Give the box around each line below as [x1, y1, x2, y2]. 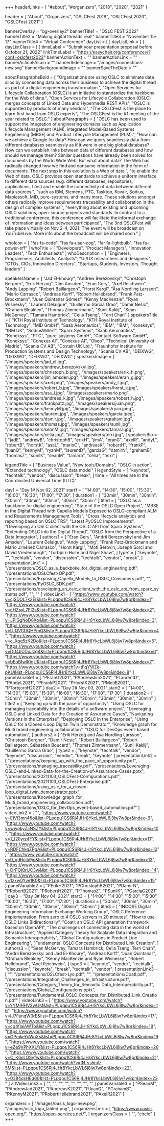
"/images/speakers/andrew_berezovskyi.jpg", [5, 364, 97, 369]
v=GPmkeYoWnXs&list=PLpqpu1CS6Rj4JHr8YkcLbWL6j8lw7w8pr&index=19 [5, 1034, 159, 1039]
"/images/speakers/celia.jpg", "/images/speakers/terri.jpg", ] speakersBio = [5, 432, 158, 438]
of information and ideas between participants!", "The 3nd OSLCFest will [5, 220, 152, 226]
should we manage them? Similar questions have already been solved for [5, 152, 153, 158]
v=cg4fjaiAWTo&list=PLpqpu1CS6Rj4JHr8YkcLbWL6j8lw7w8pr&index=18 [5, 1024, 153, 1029]
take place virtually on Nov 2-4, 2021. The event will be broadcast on [5, 225, 144, 231]
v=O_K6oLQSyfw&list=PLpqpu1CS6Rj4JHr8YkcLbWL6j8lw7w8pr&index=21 [5, 1054, 157, 1060]
